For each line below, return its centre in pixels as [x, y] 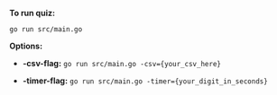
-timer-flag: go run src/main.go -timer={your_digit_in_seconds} [145, 81]
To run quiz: [32, 13]
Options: [26, 46]
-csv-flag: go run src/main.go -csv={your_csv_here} [121, 63]
